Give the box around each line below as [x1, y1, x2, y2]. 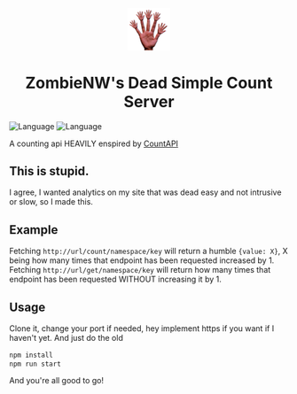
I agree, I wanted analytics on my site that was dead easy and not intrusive [9, 187, 282, 197]
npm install [9, 351, 53, 359]
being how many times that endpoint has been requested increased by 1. [9, 255, 275, 266]
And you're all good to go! [9, 375, 105, 385]
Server [123, 91, 175, 112]
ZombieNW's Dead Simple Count [25, 73, 273, 93]
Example [9, 222, 59, 237]
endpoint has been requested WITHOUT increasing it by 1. [9, 274, 222, 285]
